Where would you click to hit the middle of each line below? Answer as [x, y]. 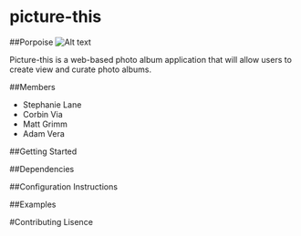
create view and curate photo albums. [81, 69]
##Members [33, 87]
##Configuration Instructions [64, 186]
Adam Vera [44, 133]
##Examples [33, 204]
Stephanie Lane [52, 104]
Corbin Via [42, 114]
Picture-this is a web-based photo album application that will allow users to [150, 59]
